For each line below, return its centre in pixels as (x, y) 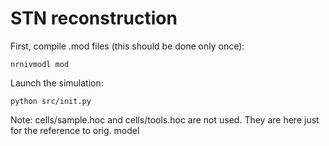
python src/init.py (51, 101)
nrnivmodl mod (40, 64)
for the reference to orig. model (75, 130)
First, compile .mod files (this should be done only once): (127, 46)
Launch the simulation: (57, 83)
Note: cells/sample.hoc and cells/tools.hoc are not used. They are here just (165, 119)
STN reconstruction (94, 18)
